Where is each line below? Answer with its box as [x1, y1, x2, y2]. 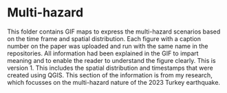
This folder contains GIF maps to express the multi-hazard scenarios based [7, 27, 221, 36]
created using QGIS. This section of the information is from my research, [7, 70, 213, 79]
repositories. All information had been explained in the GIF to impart [7, 49, 199, 57]
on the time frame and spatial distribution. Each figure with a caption [7, 34, 202, 42]
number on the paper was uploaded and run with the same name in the [7, 42, 208, 50]
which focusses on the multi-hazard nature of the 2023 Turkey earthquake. [7, 78, 221, 86]
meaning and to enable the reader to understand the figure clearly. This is [7, 56, 216, 64]
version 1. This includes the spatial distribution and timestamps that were [7, 64, 213, 72]
